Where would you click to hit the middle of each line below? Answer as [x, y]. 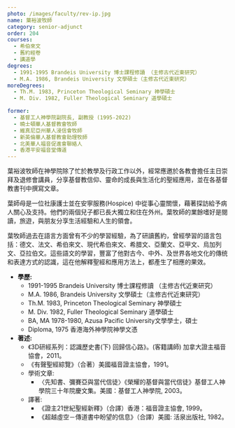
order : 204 [23, 33]
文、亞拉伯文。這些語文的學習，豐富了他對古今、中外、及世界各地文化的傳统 [117, 254]
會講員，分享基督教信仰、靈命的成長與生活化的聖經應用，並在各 [123, 180]
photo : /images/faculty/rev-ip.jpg [59, 14]
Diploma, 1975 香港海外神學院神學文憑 [83, 329]
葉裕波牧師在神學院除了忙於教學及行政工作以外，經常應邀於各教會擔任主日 [114, 171]
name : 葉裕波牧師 [30, 20]
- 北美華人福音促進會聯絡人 [48, 144]
